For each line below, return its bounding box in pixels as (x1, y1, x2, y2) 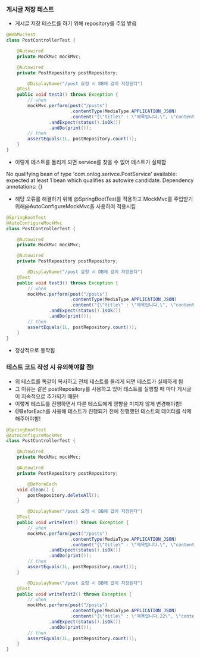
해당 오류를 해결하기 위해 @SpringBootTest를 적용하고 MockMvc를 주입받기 (14, 195, 193, 202)
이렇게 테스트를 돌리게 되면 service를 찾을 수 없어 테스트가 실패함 (14, 158, 167, 165)
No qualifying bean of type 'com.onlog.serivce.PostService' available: (6, 170, 177, 177)
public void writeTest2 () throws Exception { (17, 591, 132, 597)
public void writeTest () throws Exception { (17, 519, 129, 526)
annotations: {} (6, 183, 43, 190)
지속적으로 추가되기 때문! (21, 393, 79, 400)
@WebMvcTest (6, 32, 36, 38)
